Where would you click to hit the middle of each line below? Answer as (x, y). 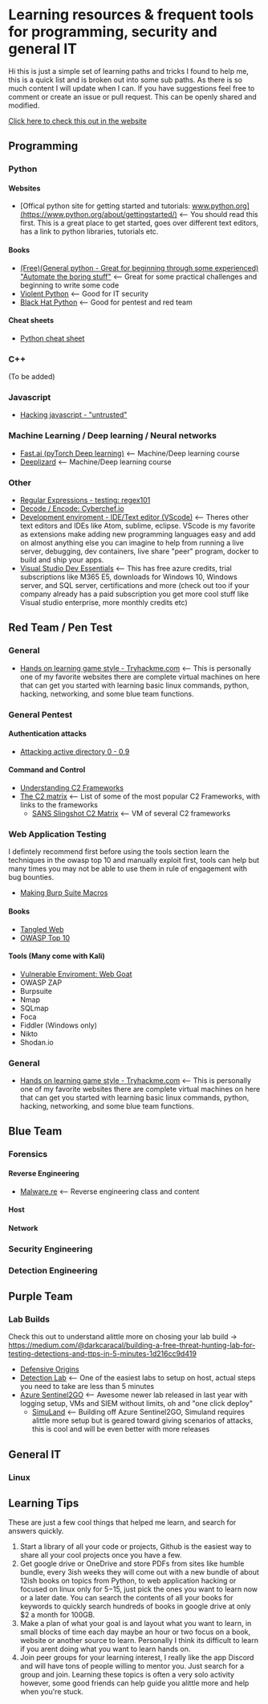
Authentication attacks (47, 733)
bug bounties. (31, 877)
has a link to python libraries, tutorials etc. (89, 231)
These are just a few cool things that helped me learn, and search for (122, 1522)
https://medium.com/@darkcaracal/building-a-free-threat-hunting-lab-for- (132, 1345)
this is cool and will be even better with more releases (121, 1429)
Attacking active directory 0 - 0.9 (75, 751)
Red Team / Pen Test (61, 628)
